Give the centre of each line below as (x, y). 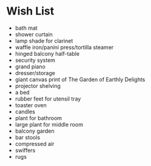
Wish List (30, 11)
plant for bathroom (39, 118)
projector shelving (38, 85)
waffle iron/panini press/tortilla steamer (64, 47)
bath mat (26, 28)
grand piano (30, 66)
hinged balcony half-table (47, 53)
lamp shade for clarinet (44, 41)
